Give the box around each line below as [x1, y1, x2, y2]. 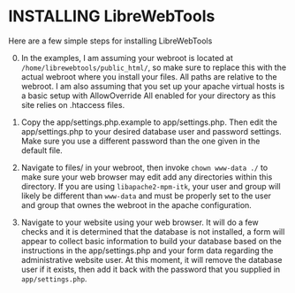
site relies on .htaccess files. [20, 99, 125, 110]
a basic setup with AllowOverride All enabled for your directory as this [20, 90, 276, 101]
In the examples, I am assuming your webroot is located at [20, 52, 233, 63]
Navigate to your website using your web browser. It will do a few [20, 217, 259, 227]
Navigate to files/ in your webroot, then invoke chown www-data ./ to [20, 162, 269, 173]
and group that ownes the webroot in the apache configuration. [20, 199, 253, 210]
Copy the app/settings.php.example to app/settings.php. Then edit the [20, 117, 277, 127]
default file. [20, 144, 63, 156]
